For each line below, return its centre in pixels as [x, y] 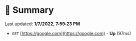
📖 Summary [29, 10]
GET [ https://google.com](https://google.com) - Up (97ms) [71, 33]
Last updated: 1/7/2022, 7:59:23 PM [42, 24]
